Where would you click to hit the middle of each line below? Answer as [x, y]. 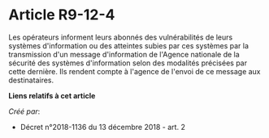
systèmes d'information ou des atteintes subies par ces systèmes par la [129, 45]
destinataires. [31, 80]
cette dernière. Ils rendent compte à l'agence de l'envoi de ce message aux [135, 71]
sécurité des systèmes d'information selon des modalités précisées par [128, 63]
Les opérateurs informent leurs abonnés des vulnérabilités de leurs [121, 37]
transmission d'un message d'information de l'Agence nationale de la [124, 54]
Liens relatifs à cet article [52, 95]
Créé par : [24, 111]
